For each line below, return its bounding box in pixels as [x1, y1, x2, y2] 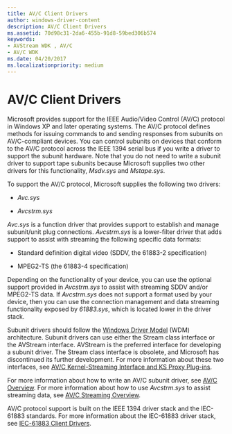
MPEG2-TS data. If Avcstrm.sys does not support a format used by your [7, 290, 213, 299]
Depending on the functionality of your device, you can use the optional [7, 275, 213, 283]
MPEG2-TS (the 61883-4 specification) [17, 262, 129, 270]
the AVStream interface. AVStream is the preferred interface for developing [7, 340, 222, 349]
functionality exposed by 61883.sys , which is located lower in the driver [7, 305, 211, 313]
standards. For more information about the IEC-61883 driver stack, [26, 411, 216, 420]
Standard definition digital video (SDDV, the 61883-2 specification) [17, 248, 207, 257]
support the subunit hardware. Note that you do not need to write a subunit [7, 151, 222, 160]
